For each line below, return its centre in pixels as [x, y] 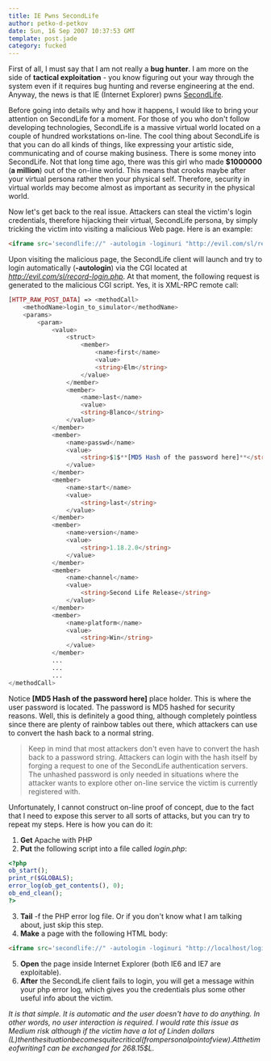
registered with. [54, 791]
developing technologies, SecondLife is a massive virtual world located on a [134, 128]
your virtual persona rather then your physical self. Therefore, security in [129, 179]
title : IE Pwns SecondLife [54, 16]
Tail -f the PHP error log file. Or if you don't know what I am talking [131, 916]
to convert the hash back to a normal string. [81, 733]
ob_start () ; [28, 871]
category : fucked [38, 46]
